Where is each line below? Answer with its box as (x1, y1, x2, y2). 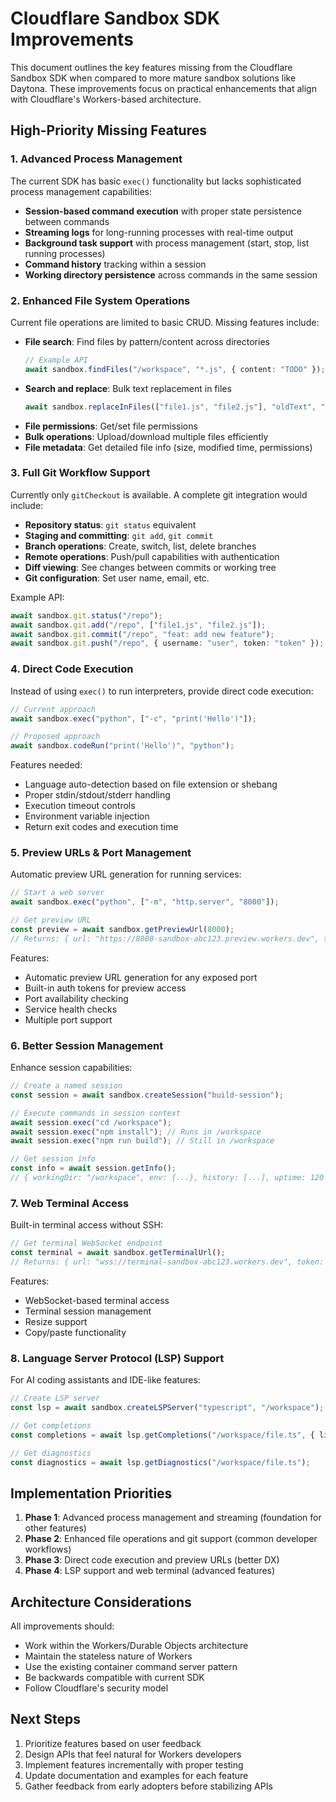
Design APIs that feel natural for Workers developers (24, 1748, 242, 1760)
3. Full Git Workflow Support (10, 466, 151, 480)
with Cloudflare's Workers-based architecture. (10, 93, 202, 105)
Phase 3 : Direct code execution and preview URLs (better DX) (24, 1554, 280, 1566)
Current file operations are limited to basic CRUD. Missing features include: (10, 316, 320, 328)
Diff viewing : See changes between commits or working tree (24, 561, 277, 573)
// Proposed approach (10, 732, 101, 742)
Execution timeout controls (24, 800, 136, 812)
